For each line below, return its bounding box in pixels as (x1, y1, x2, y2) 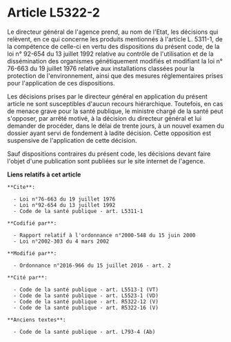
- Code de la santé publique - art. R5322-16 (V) (13, 304, 159, 311)
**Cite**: (7, 183, 36, 190)
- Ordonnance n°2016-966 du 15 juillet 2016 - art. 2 (13, 262, 171, 269)
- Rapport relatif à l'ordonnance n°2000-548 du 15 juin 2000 (13, 232, 196, 239)
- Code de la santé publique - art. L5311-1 (13, 208, 143, 214)
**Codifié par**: (7, 219, 57, 227)
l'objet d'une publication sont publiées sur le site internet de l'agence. (7, 157, 205, 165)
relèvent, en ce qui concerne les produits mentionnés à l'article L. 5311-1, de (7, 34, 223, 43)
